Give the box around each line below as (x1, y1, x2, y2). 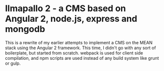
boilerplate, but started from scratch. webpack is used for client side (5, 50, 143, 56)
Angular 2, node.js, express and (5, 13, 138, 24)
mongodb (5, 24, 46, 35)
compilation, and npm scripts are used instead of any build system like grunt (5, 55, 159, 61)
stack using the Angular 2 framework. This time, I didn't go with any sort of (5, 45, 156, 51)
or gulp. (5, 60, 21, 66)
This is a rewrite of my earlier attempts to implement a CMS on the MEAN (5, 39, 153, 45)
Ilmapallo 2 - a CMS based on (5, 3, 126, 14)
